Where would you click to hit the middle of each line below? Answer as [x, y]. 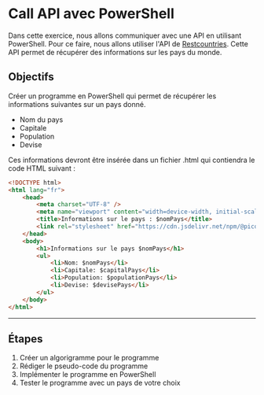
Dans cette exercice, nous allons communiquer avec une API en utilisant [125, 35]
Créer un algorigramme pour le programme [89, 358]
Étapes [26, 339]
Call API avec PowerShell [91, 14]
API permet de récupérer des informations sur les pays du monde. [115, 52]
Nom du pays [41, 120]
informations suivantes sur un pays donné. [77, 104]
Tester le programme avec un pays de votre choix [100, 383]
